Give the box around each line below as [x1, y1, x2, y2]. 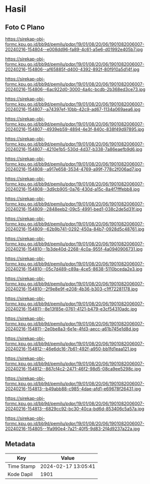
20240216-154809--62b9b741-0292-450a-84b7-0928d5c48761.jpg [5, 226, 145, 232]
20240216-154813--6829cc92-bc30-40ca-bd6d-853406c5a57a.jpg [5, 406, 145, 411]
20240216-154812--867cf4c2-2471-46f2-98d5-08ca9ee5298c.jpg [5, 366, 141, 371]
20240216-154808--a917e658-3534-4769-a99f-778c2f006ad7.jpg [5, 166, 142, 172]
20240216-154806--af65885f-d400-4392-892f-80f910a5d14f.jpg [5, 66, 140, 72]
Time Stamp [7, 463, 36, 470]
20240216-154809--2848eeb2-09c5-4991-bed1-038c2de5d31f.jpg [5, 206, 143, 212]
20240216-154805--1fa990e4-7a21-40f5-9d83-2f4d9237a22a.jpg [5, 426, 140, 431]
